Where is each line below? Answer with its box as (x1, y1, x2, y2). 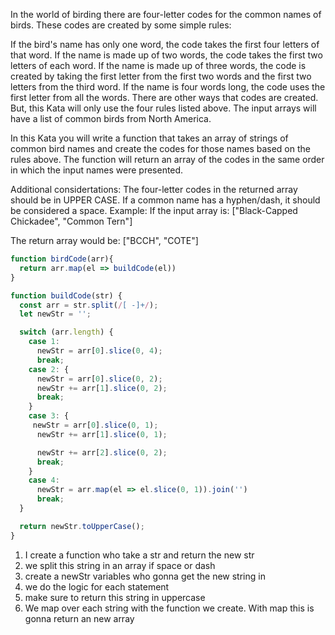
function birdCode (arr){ (10, 254, 114, 264)
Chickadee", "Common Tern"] (10, 215, 133, 227)
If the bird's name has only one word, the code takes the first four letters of (10, 39, 320, 50)
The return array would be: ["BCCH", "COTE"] (10, 235, 199, 246)
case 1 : (28, 337, 60, 347)
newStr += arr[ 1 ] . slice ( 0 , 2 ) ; (36, 383, 168, 393)
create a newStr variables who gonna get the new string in (24, 570, 266, 582)
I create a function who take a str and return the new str (24, 549, 255, 561)
